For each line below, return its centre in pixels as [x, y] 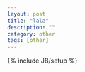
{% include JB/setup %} [42, 61]
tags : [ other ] [28, 41]
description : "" [31, 27]
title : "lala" [28, 21]
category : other [31, 34]
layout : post [27, 14]
